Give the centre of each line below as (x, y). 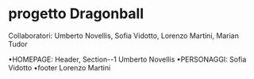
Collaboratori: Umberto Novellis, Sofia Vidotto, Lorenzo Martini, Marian (124, 36)
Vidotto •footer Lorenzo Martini (60, 67)
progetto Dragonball (76, 14)
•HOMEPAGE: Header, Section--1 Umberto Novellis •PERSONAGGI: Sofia (127, 59)
